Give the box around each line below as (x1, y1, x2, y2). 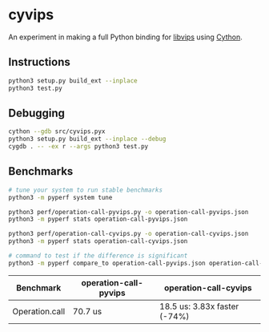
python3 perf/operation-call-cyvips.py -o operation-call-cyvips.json (8, 230, 249, 238)
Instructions (8, 55, 70, 69)
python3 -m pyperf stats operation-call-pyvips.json (8, 215, 188, 224)
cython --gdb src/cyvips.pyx (8, 128, 106, 136)
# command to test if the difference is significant (8, 252, 188, 260)
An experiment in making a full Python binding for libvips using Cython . (8, 32, 243, 42)
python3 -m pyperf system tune (8, 193, 113, 201)
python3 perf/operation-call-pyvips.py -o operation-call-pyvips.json (8, 208, 249, 216)
